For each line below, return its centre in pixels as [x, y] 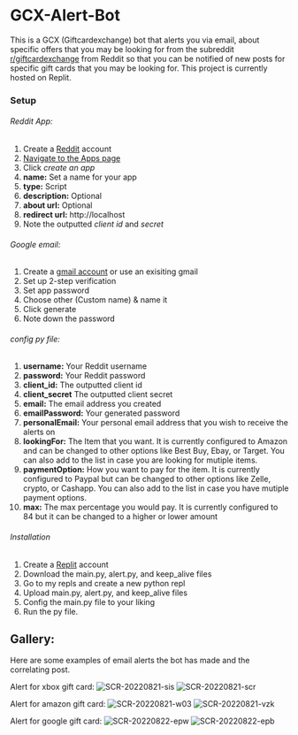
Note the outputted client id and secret [93, 224]
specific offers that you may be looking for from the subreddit [122, 49]
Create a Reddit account [67, 149]
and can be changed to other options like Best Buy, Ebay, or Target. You [154, 451]
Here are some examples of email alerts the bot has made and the [130, 661]
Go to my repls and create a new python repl [104, 583]
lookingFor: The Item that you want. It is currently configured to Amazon [155, 441]
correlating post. [40, 670]
